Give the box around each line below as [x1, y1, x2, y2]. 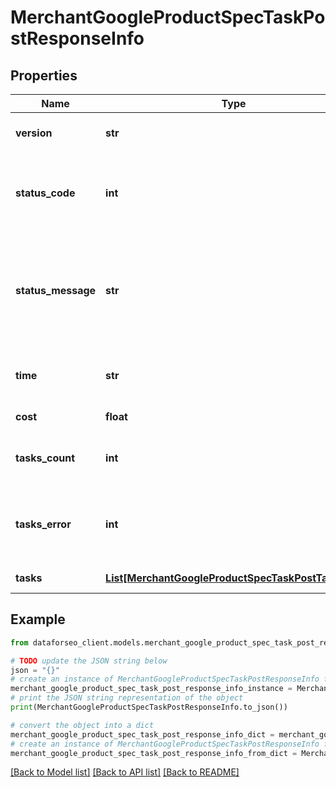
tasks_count [15, 451, 76, 465]
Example [10, 611, 66, 628]
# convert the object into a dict [10, 720, 155, 730]
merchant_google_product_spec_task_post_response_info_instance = [10, 684, 293, 694]
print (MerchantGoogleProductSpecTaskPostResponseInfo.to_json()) [10, 702, 288, 713]
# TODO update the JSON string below [10, 656, 168, 666]
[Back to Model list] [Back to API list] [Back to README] [10, 766, 240, 778]
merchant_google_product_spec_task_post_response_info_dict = [10, 729, 275, 740]
